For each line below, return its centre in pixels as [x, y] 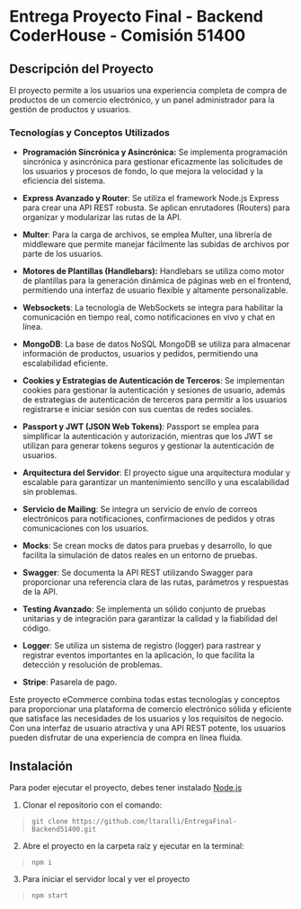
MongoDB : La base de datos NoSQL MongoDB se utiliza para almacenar [156, 344]
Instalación [41, 766]
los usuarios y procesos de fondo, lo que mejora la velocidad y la [142, 172]
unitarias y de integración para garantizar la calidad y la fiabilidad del [150, 619]
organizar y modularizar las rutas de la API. [102, 217]
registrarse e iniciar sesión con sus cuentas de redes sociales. [137, 410]
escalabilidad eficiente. [65, 363]
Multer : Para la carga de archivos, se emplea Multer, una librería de [147, 234]
